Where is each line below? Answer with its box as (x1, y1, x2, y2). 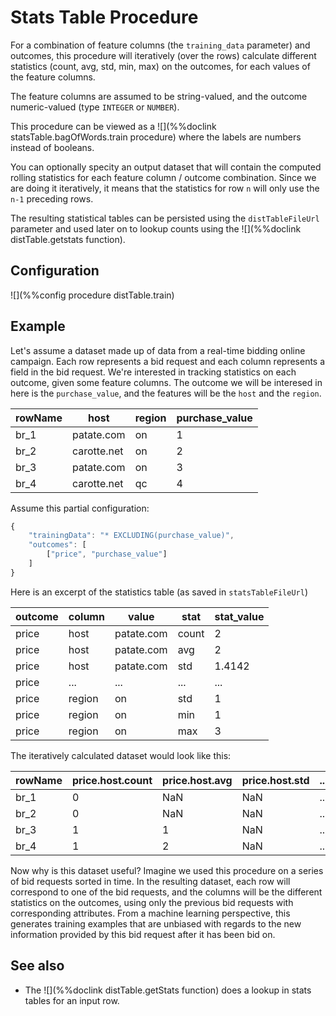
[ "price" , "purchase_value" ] (46, 549, 168, 560)
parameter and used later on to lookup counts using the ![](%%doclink (10, 222, 302, 235)
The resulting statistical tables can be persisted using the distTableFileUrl (10, 212, 320, 224)
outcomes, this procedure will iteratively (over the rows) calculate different (10, 49, 317, 61)
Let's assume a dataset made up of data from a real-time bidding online (10, 344, 306, 356)
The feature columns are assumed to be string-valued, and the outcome (10, 90, 308, 102)
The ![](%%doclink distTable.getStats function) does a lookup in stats (24, 984, 312, 996)
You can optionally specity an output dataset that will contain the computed (10, 161, 322, 173)
